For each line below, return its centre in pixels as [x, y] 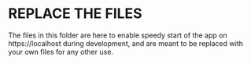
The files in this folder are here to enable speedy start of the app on [118, 35]
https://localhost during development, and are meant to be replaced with [126, 43]
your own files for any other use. [61, 52]
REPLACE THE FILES [76, 14]
